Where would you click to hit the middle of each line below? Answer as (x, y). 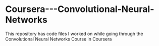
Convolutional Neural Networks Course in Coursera (59, 39)
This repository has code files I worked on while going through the (74, 33)
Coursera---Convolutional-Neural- (80, 9)
